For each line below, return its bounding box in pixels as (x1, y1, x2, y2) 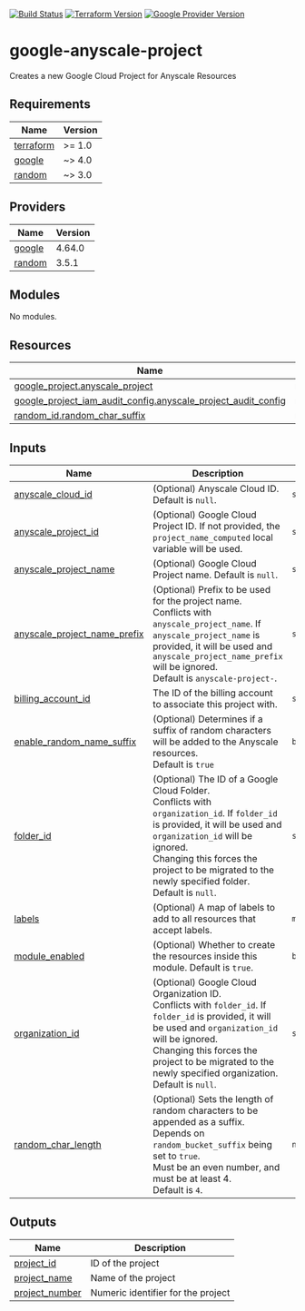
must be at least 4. (152, 1172, 231, 1185)
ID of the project (90, 1257, 160, 1269)
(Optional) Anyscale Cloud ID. (152, 482, 280, 495)
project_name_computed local (152, 531, 274, 544)
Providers (9, 200, 66, 215)
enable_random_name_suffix (14, 735, 137, 748)
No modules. (9, 311, 57, 322)
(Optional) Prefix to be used (152, 584, 271, 596)
